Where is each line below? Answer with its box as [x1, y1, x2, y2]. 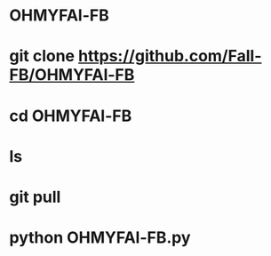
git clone [9, 46, 76, 67]
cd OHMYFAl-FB [9, 106, 132, 125]
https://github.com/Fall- [78, 46, 262, 67]
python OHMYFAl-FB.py [9, 228, 191, 248]
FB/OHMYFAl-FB [9, 65, 135, 85]
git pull [9, 187, 61, 207]
